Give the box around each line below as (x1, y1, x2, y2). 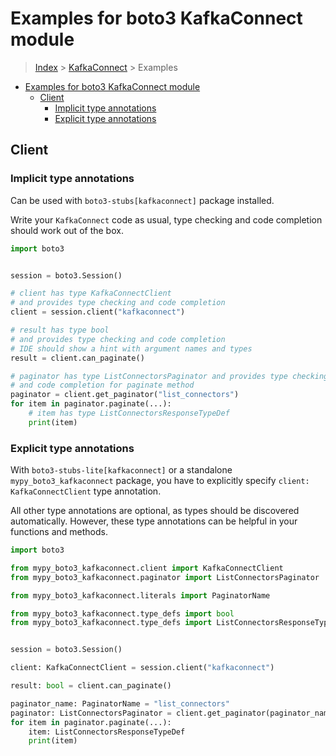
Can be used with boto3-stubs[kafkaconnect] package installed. (10, 194, 275, 206)
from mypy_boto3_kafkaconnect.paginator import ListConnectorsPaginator (10, 572, 320, 582)
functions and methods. (10, 526, 109, 538)
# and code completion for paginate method (10, 380, 195, 391)
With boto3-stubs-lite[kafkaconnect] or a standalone (10, 464, 233, 476)
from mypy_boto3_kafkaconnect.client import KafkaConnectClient (10, 563, 284, 573)
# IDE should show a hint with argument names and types (10, 343, 253, 354)
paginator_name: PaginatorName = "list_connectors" (10, 698, 230, 709)
